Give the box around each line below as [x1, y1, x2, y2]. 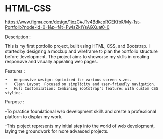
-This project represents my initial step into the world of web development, [5, 123, 155, 129]
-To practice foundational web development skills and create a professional [5, 108, 156, 114]
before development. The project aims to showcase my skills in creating [5, 53, 150, 59]
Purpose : [5, 99, 25, 105]
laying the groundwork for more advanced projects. [5, 128, 109, 134]
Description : [5, 34, 31, 40]
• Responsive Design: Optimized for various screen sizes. [5, 78, 132, 82]
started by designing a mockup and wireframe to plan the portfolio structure [5, 48, 158, 54]
